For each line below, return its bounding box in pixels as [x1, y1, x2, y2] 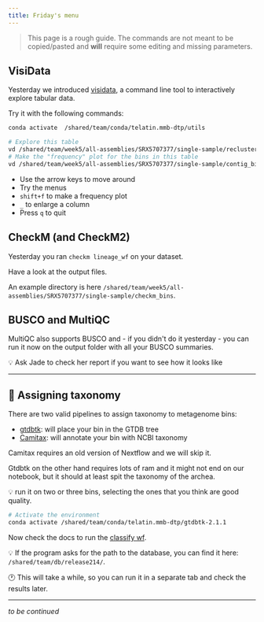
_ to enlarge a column [19, 199, 90, 209]
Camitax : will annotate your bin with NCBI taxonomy [19, 433, 188, 442]
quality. [8, 496, 32, 505]
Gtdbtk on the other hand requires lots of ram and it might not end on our [8, 464, 244, 473]
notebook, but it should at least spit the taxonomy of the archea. [8, 472, 216, 481]
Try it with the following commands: [8, 109, 124, 118]
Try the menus [19, 183, 67, 192]
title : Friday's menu [8, 11, 79, 20]
